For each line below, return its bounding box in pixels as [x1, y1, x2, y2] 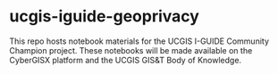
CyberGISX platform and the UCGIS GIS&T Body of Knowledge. [9, 54, 242, 65]
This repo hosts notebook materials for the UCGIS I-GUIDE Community [9, 36, 270, 46]
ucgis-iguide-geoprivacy [9, 6, 199, 27]
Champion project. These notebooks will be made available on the [9, 45, 253, 55]
